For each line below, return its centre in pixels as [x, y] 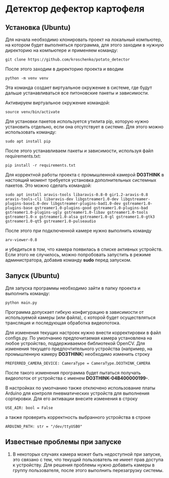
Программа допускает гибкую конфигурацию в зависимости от [75, 312]
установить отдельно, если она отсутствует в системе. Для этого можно [84, 127]
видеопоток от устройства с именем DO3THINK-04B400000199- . [77, 378]
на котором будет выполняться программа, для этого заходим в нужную [85, 45]
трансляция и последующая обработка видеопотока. [63, 323]
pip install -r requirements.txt [40, 165]
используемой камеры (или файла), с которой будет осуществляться [80, 317]
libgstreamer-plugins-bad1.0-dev [86, 204]
